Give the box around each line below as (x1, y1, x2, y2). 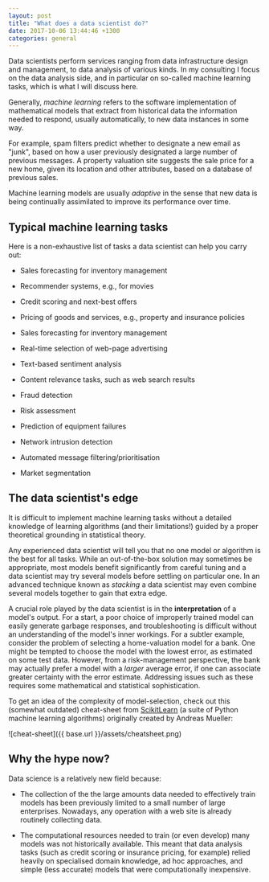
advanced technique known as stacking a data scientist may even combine (8, 580, 257, 589)
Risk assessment (19, 406, 76, 416)
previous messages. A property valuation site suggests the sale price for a (8, 156, 255, 166)
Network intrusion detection (19, 437, 113, 447)
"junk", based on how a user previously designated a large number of (8, 147, 238, 157)
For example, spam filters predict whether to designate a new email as (8, 138, 241, 149)
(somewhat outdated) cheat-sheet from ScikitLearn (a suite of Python (8, 704, 238, 714)
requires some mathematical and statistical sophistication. (8, 680, 201, 690)
